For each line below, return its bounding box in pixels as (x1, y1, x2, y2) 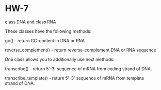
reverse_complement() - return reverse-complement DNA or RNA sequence (5, 47, 157, 53)
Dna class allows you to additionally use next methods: (5, 56, 115, 62)
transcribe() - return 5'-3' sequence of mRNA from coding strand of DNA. (5, 66, 152, 72)
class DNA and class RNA (5, 19, 57, 25)
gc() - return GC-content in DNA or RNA (5, 37, 85, 44)
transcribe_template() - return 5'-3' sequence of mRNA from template (5, 75, 145, 81)
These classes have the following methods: (5, 28, 92, 34)
